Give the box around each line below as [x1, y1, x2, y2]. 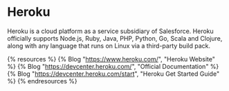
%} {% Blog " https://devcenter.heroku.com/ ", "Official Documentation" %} [7, 62, 219, 70]
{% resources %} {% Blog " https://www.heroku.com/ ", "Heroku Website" [7, 54, 216, 63]
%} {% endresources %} [7, 77, 77, 85]
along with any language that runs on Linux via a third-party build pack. [7, 41, 211, 50]
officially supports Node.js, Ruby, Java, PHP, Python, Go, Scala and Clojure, [7, 34, 223, 42]
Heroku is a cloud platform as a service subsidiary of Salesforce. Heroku [7, 27, 214, 35]
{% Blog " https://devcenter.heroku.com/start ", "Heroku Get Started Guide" [7, 70, 220, 78]
